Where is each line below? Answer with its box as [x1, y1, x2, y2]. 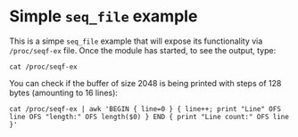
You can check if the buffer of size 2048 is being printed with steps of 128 [9, 77, 282, 88]
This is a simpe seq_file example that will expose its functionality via [9, 36, 263, 46]
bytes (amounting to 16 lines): [9, 87, 119, 98]
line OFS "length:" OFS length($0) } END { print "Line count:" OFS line [9, 112, 290, 121]
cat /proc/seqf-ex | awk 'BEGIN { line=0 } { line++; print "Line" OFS [9, 104, 281, 113]
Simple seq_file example [9, 6, 198, 27]
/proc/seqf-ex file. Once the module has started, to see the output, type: [9, 44, 277, 55]
